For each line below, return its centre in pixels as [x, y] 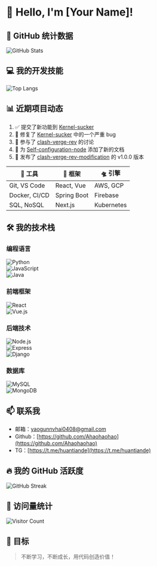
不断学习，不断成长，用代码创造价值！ [68, 557]
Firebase [107, 195]
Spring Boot [72, 195]
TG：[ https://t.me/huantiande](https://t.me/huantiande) [83, 450]
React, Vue [70, 185]
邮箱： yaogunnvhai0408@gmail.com [60, 429]
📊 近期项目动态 [35, 109]
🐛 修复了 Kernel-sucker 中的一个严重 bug [65, 134]
